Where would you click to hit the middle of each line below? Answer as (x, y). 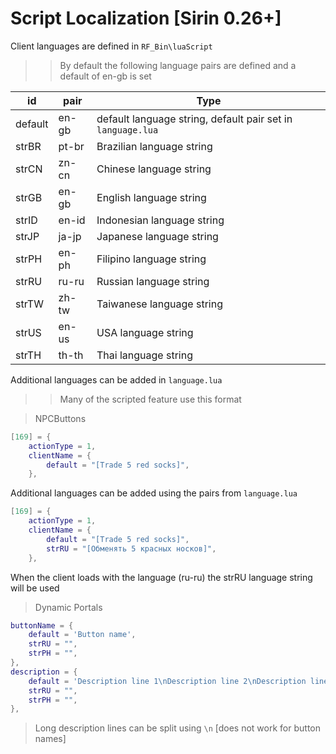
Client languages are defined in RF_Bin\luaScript (111, 46)
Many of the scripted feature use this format (150, 399)
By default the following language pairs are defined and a (178, 65)
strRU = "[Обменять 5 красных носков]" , (131, 548)
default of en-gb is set (105, 76)
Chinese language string (154, 169)
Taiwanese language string (159, 304)
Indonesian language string (160, 220)
